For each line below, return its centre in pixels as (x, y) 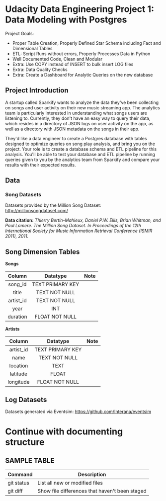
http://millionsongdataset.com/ (37, 211)
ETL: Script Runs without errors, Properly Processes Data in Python (81, 54)
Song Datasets (23, 195)
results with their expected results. (41, 165)
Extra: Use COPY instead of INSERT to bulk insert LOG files (73, 64)
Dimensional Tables (33, 48)
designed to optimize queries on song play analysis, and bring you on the (80, 144)
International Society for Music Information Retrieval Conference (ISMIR (79, 231)
